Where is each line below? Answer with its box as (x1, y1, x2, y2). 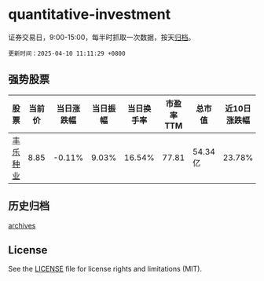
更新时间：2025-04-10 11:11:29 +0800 (8, 49, 126, 57)
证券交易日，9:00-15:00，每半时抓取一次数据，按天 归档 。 (8, 32, 196, 42)
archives (8, 221, 36, 230)
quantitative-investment (8, 5, 171, 24)
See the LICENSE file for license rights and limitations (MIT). (8, 265, 203, 274)
